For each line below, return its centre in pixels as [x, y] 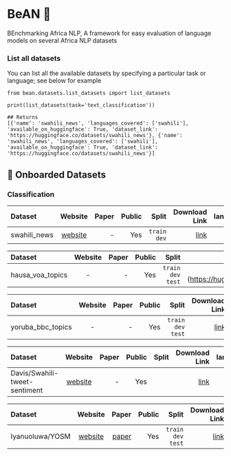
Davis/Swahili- [35, 373]
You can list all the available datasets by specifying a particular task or [107, 73]
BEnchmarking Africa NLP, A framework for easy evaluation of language [109, 33]
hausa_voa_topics [39, 275]
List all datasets [34, 58]
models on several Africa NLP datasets [62, 40]
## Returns [23, 117]
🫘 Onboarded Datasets [57, 175]
